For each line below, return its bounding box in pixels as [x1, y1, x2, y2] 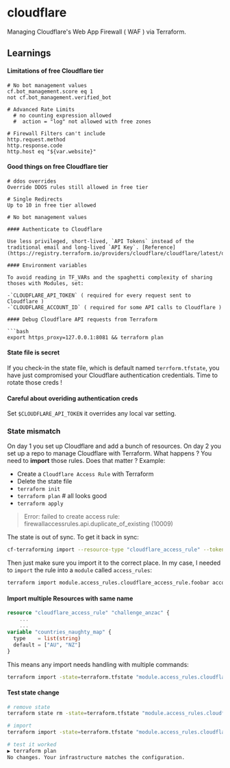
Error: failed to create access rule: [23, 512, 120, 521]
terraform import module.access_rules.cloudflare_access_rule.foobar [7, 579, 210, 587]
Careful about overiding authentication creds [7, 394, 138, 403]
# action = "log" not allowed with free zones [13, 118, 152, 125]
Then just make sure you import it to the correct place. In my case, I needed [7, 558, 221, 567]
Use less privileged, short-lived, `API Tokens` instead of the [7, 238, 194, 245]
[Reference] [141, 244, 176, 251]
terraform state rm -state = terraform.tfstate [7, 710, 139, 717]
